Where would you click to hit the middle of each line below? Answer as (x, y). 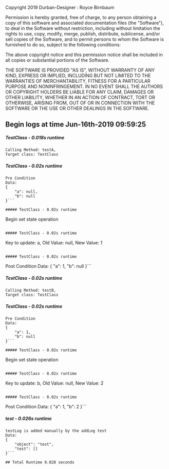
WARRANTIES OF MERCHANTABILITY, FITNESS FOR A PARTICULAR (78, 81)
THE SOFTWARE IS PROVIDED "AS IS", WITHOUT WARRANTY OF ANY (80, 70)
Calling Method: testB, (31, 291)
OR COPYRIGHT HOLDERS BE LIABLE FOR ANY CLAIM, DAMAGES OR (80, 92)
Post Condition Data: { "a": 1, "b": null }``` (48, 266)
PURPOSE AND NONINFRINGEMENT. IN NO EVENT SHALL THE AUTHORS (84, 86)
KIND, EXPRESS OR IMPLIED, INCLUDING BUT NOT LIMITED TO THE (78, 76)
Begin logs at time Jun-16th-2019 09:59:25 (76, 125)
